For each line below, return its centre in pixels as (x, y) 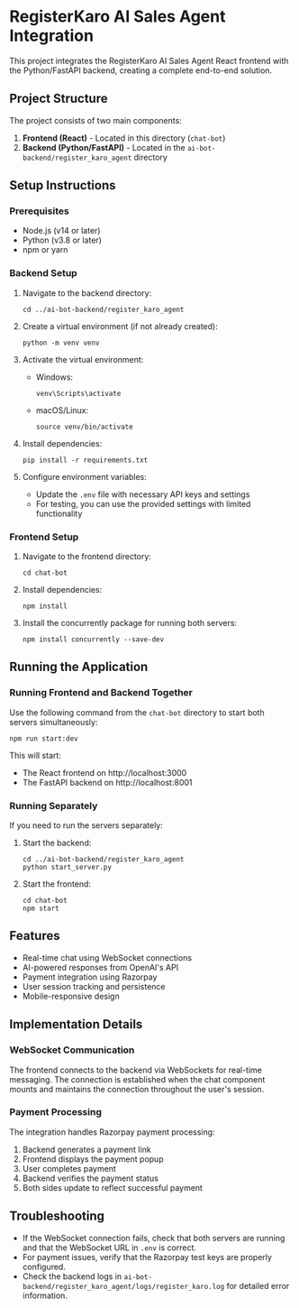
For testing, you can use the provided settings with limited (143, 503)
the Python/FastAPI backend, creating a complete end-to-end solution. (141, 70)
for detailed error (258, 1285)
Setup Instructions (63, 185)
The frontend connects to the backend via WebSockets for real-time (136, 1070)
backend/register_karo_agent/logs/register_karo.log (123, 1286)
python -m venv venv (61, 343)
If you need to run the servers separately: (86, 825)
